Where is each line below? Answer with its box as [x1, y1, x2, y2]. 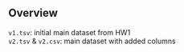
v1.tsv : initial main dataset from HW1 [8, 27, 131, 37]
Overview [8, 6, 59, 20]
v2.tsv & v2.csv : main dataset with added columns [8, 36, 176, 46]
